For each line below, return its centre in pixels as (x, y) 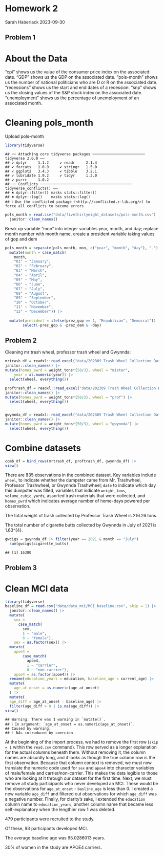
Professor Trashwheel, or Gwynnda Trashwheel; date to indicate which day (81, 485)
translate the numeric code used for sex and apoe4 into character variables (80, 768)
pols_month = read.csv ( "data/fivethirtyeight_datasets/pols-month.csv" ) (81, 215)
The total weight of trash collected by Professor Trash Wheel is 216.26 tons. (81, 516)
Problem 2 (21, 340)
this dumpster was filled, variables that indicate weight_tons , (66, 491)
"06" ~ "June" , (29, 284)
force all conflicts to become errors (44, 206)
